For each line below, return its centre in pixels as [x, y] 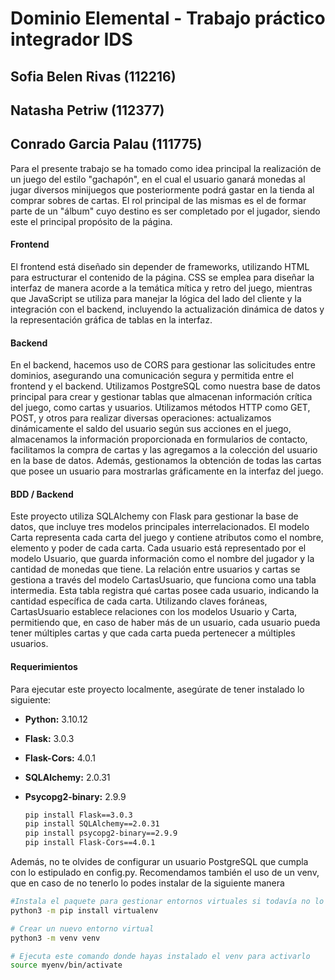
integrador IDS [71, 39]
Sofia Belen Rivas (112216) [93, 76]
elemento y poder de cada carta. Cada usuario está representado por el [158, 548]
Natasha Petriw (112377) [87, 110]
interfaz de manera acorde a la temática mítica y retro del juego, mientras [161, 288]
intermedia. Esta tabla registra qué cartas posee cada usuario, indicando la [164, 591]
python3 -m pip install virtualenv [84, 910]
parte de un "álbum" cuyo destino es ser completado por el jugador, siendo [165, 211]
